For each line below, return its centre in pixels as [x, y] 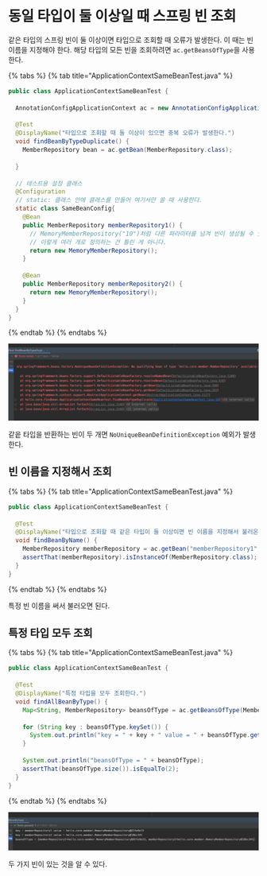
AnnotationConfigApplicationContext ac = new [92, 108]
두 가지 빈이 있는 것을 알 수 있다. [58, 864]
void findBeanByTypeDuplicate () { [72, 141]
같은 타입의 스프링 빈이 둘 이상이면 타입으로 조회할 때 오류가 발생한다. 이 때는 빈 [131, 40]
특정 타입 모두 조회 [50, 633]
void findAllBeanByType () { [62, 702]
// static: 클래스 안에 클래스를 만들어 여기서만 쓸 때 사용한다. [109, 200]
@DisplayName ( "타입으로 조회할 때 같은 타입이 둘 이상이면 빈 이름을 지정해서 [127, 532]
